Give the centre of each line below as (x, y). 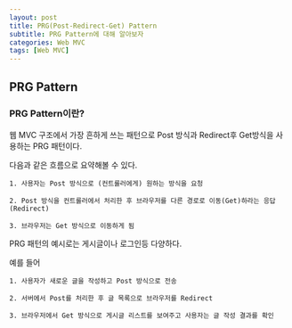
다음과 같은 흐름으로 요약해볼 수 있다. (73, 165)
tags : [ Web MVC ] (39, 51)
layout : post (33, 17)
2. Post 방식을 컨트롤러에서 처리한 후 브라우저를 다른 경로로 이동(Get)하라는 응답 (142, 201)
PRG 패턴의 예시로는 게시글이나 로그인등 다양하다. (96, 243)
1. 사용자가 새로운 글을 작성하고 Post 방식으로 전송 (93, 281)
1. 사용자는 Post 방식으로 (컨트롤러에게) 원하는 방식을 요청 (106, 184)
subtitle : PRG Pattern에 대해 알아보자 (77, 34)
